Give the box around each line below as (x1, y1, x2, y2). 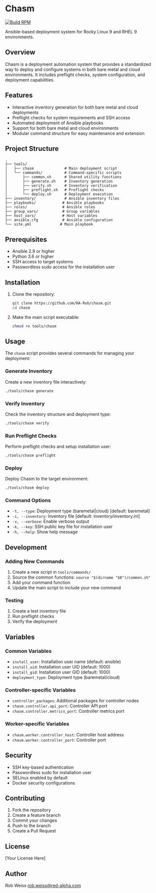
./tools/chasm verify (5, 420, 50, 425)
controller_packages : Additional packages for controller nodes (12, 698, 139, 704)
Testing (5, 597, 24, 604)
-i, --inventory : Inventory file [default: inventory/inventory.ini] (12, 513, 140, 519)
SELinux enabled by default (12, 775, 68, 781)
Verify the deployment (12, 618, 57, 624)
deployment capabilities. (5, 77, 55, 83)
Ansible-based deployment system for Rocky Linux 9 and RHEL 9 (5, 28, 137, 34)
